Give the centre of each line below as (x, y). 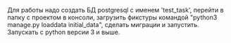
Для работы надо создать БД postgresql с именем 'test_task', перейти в (115, 10)
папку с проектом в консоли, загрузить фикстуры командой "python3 (112, 17)
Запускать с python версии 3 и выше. (64, 32)
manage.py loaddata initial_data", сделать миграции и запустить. (103, 25)
